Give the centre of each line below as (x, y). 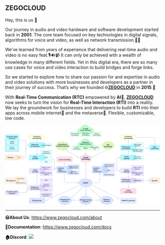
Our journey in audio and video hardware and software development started (82, 30)
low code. (15, 118)
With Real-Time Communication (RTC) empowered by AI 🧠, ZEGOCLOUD (79, 97)
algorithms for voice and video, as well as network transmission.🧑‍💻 (73, 40)
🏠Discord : (16, 237)
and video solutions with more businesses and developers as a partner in (79, 82)
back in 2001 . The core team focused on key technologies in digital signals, (82, 34)
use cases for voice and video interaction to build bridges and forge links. (80, 67)
